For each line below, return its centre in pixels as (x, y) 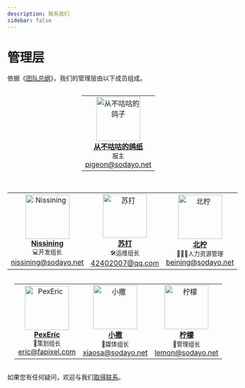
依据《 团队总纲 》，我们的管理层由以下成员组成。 (77, 78)
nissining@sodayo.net (48, 262)
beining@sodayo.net (200, 262)
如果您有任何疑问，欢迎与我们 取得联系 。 (66, 377)
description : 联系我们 (38, 14)
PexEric (47, 334)
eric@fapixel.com (47, 352)
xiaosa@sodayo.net (115, 353)
